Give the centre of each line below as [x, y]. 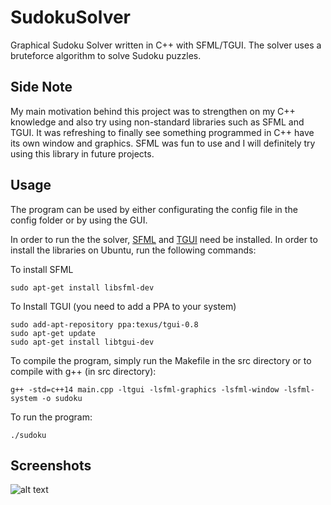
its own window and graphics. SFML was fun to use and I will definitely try [163, 143]
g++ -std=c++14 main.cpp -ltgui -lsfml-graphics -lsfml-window [145, 389]
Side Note [41, 87]
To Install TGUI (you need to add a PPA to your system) [123, 306]
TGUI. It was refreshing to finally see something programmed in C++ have [162, 132]
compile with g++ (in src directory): [83, 371]
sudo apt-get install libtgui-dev [82, 342]
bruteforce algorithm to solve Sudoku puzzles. [106, 55]
